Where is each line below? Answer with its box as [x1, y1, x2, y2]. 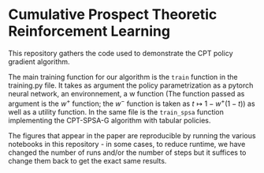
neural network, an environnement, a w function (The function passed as [8, 88, 245, 98]
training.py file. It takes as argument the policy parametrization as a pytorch [8, 81, 254, 90]
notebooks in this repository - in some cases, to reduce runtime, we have [8, 139, 246, 149]
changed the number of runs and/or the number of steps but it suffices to [8, 148, 247, 157]
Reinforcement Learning [8, 22, 171, 40]
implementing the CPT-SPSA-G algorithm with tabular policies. [8, 115, 211, 125]
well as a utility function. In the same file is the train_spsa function [8, 107, 225, 116]
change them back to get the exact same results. [8, 156, 167, 165]
